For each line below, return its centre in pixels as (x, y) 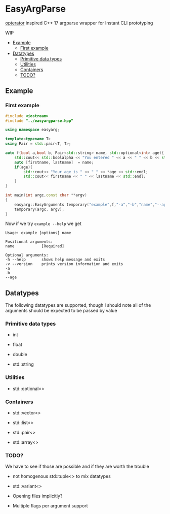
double (20, 355)
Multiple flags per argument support (50, 506)
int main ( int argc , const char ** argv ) (46, 195)
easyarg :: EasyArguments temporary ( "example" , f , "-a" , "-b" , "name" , (85, 204)
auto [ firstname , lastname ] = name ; (54, 162)
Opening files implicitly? (37, 496)
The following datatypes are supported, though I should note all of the (78, 305)
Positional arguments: (29, 242)
